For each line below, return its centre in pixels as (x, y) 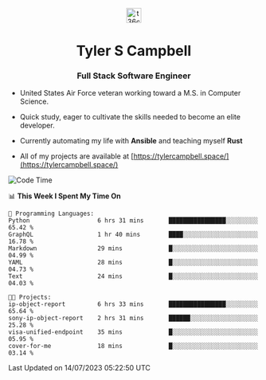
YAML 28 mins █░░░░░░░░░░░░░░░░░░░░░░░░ (133, 263)
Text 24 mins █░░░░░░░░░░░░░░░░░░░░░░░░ (133, 276)
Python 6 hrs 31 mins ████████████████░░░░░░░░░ (133, 221)
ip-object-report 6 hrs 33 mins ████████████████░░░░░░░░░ (133, 304)
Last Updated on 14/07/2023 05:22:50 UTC (80, 368)
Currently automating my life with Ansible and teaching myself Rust (131, 141)
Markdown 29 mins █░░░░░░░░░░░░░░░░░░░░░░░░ (133, 249)
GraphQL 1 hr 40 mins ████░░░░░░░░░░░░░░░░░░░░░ (133, 235)
